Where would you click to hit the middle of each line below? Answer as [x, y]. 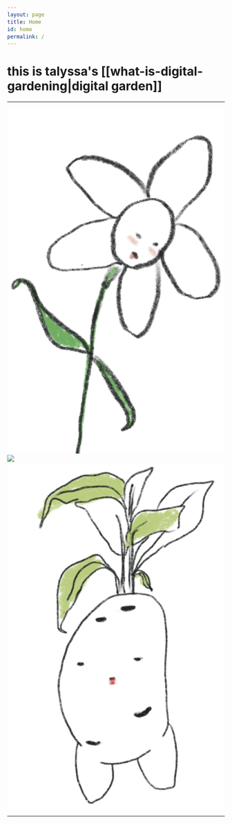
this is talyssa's [53, 72]
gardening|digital [58, 86]
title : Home [24, 22]
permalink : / [26, 37]
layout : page [26, 15]
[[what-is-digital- [152, 72]
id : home [20, 29]
